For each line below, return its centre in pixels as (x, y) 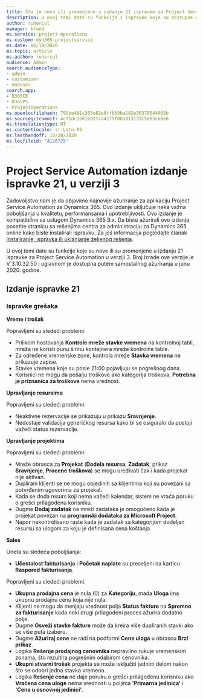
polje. (22, 619)
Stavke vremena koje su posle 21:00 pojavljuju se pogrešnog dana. (98, 369)
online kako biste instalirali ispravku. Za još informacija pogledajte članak (97, 233)
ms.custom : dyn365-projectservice (50, 40)
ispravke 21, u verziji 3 (63, 183)
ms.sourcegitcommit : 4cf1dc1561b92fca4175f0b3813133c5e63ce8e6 (88, 118)
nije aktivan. (30, 477)
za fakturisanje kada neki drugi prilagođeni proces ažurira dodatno (99, 613)
